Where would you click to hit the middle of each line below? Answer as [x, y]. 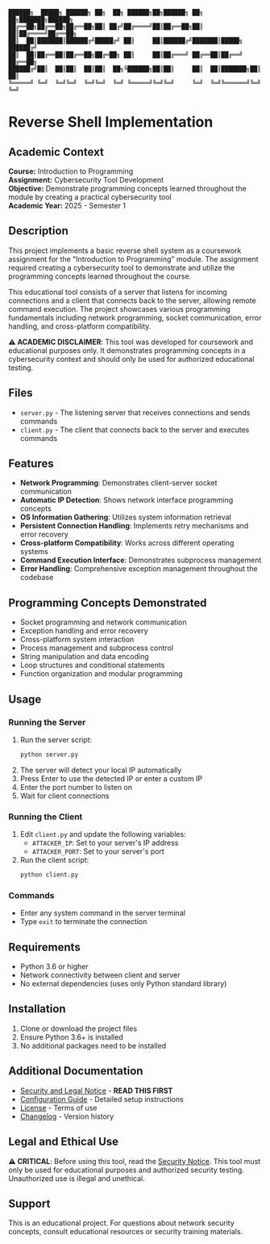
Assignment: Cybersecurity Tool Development [86, 180]
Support [29, 1203]
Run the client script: [54, 860]
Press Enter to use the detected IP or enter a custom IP [111, 778]
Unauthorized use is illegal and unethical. [77, 1178]
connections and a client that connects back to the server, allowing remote [132, 300]
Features [31, 464]
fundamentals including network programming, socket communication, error [135, 317]
